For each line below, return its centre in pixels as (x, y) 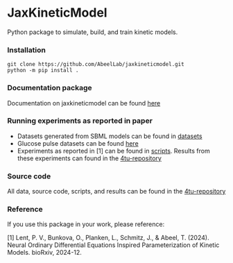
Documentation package (50, 88)
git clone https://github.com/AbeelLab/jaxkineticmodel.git (96, 65)
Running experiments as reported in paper (80, 121)
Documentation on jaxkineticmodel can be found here (84, 103)
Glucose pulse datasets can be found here (78, 143)
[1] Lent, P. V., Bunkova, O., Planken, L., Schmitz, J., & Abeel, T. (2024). (108, 238)
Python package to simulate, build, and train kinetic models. (93, 32)
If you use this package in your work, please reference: (86, 224)
